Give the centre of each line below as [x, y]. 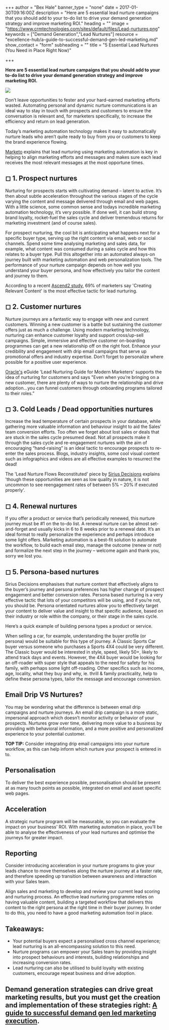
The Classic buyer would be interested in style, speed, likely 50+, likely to [81, 652]
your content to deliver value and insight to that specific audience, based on [84, 611]
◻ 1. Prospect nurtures [41, 178]
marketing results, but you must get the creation [83, 997]
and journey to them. [27, 276]
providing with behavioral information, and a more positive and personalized [84, 728]
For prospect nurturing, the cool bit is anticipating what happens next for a [82, 233]
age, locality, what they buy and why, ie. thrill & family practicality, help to [81, 674]
